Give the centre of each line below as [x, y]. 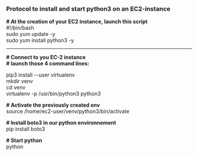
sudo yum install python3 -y [40, 41]
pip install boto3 [26, 129]
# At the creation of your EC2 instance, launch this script [77, 22]
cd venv [16, 88]
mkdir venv [20, 81]
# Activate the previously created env [53, 105]
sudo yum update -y [31, 34]
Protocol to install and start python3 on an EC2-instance [88, 9]
